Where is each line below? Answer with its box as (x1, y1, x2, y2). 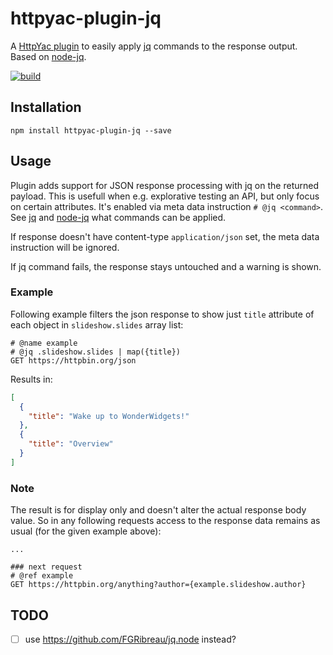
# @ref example (10, 571, 74, 581)
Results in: (10, 373, 53, 385)
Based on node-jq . (10, 50, 87, 62)
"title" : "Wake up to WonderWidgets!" (28, 411, 190, 421)
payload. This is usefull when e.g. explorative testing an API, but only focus (10, 190, 320, 202)
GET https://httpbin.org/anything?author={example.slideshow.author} (10, 580, 307, 590)
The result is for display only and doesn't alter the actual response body (10, 504, 307, 516)
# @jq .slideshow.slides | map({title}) (10, 347, 182, 357)
